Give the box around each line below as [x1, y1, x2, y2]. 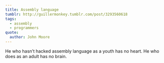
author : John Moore [9, 35, 50, 40]
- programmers [9, 26, 39, 31]
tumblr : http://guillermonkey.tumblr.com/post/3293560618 [5, 12, 128, 17]
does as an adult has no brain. [5, 53, 67, 59]
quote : [5, 30, 19, 35]
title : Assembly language [5, 7, 59, 12]
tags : [5, 16, 16, 21]
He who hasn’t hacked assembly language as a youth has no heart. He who [5, 48, 160, 54]
